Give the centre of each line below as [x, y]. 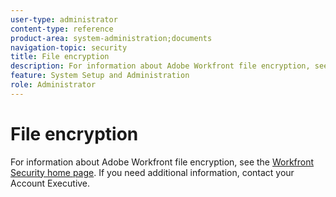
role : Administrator [53, 85]
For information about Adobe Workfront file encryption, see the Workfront [162, 162]
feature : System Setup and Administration [100, 76]
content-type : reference [62, 29]
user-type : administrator [64, 19]
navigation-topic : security [69, 47]
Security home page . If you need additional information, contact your [152, 172]
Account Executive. [50, 183]
